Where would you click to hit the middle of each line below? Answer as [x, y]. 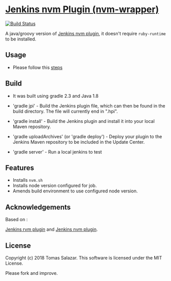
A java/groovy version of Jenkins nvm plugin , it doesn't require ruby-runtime [86, 33]
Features [20, 168]
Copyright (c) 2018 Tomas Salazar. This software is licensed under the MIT [84, 258]
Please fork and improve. [32, 273]
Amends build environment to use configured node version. [75, 191]
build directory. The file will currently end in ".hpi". [65, 111]
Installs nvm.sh [28, 180]
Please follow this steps [38, 67]
